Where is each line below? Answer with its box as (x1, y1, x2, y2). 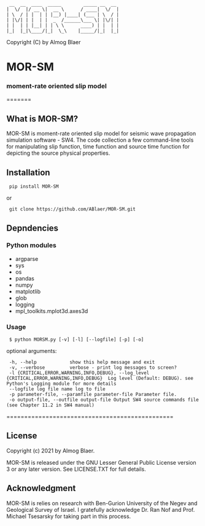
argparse (15, 255, 39, 262)
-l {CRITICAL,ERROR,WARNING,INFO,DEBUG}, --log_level (9, 370, 150, 376)
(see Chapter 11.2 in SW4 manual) (6, 402, 95, 409)
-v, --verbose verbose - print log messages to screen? (9, 365, 177, 371)
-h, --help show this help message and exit (9, 359, 155, 366)
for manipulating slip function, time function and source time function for (6, 143, 190, 150)
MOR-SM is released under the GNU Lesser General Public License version (6, 458, 196, 466)
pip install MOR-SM (9, 184, 60, 190)
